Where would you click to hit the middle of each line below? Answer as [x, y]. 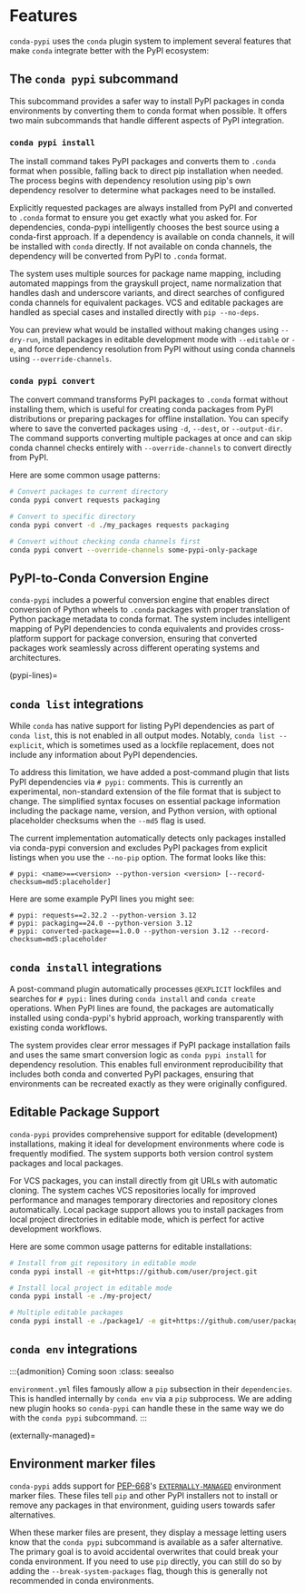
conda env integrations [74, 1349]
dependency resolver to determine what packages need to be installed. [143, 191]
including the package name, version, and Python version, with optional [143, 811]
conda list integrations [76, 704]
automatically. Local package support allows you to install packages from [147, 1209]
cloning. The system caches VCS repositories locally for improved [133, 1190]
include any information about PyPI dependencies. [103, 755]
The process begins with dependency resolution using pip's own [130, 181]
